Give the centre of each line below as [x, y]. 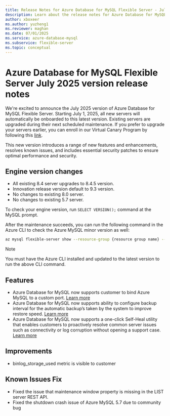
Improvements [29, 351]
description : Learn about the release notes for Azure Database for [79, 15]
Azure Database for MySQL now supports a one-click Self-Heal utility [85, 319]
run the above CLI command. [35, 264]
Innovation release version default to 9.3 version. [63, 189]
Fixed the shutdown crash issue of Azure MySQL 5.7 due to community [87, 402]
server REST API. [30, 397]
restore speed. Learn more [40, 314]
